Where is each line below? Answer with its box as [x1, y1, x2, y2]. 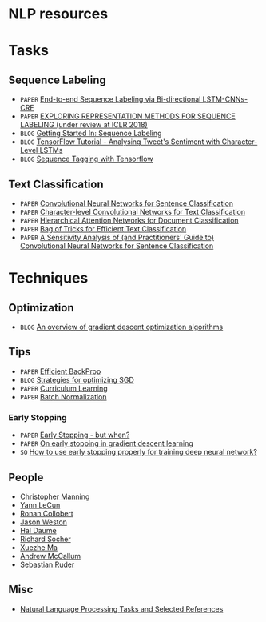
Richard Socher [19, 534, 71, 544]
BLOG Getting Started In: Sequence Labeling [19, 129, 162, 138]
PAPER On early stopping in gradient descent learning [19, 439, 193, 448]
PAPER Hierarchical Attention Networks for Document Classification [19, 215, 239, 225]
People [8, 470, 44, 484]
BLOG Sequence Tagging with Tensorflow [19, 154, 153, 164]
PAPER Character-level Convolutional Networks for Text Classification [19, 207, 246, 216]
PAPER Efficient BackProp [19, 366, 101, 376]
